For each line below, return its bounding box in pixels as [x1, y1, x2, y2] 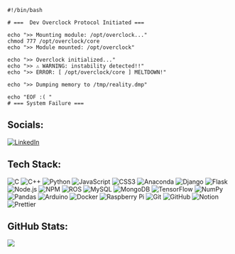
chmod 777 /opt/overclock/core [7, 38, 100, 45]
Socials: [7, 119, 44, 131]
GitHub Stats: [7, 221, 69, 233]
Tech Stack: [7, 158, 62, 170]
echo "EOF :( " [7, 94, 53, 101]
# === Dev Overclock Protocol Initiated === [7, 19, 144, 26]
